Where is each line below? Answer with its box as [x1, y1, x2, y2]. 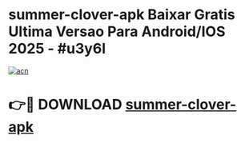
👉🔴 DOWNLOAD [8, 96, 122, 113]
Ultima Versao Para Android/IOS [8, 22, 226, 41]
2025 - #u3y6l [8, 40, 106, 58]
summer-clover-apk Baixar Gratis [8, 6, 235, 24]
